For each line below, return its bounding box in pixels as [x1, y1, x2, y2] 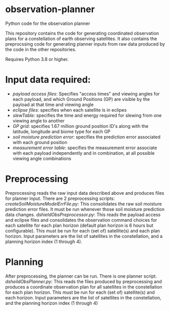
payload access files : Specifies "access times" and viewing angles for [12, 90, 160, 97]
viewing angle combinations [12, 155, 72, 161]
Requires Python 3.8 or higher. [5, 56, 69, 62]
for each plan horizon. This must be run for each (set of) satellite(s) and [5, 289, 155, 295]
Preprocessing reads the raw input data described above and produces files [5, 190, 164, 196]
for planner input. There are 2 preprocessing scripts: [5, 195, 115, 201]
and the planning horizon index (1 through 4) [5, 300, 98, 306]
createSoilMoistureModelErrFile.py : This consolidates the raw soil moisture [5, 200, 162, 206]
